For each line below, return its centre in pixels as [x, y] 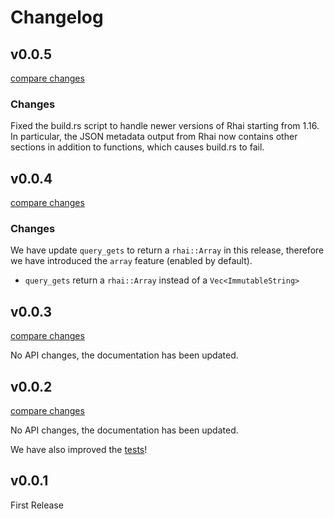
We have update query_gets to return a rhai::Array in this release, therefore [167, 250]
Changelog [57, 17]
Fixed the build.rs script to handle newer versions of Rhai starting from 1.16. [165, 126]
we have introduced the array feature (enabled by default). [131, 261]
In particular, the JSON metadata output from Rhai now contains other [154, 137]
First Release [37, 505]
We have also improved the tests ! [79, 450]
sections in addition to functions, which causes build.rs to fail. [137, 147]
